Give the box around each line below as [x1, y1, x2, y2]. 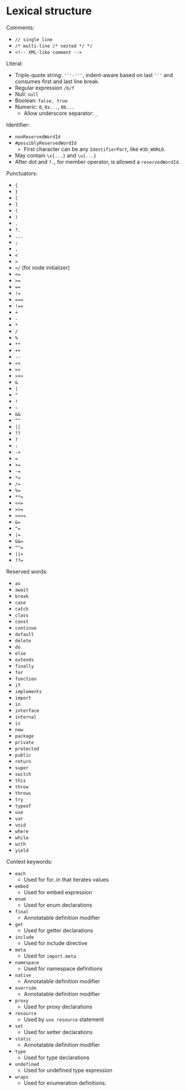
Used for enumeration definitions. [23, 1079, 107, 1086]
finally [14, 663, 34, 669]
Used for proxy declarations [23, 1003, 92, 1010]
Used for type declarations [23, 1054, 89, 1061]
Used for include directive [23, 939, 88, 946]
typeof [14, 803, 32, 809]
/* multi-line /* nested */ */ [14, 43, 93, 49]
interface [14, 708, 40, 714]
